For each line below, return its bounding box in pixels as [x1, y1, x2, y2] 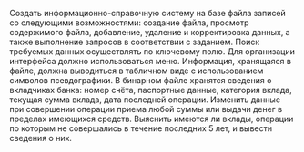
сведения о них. [9, 133, 73, 143]
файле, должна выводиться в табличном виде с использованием [9, 65, 264, 76]
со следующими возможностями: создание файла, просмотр [9, 17, 249, 28]
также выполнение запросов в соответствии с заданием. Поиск [9, 36, 260, 47]
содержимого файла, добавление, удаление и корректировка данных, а [9, 27, 290, 37]
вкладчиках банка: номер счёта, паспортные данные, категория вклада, [9, 85, 293, 95]
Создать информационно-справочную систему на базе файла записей [9, 8, 287, 18]
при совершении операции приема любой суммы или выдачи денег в [9, 104, 283, 114]
